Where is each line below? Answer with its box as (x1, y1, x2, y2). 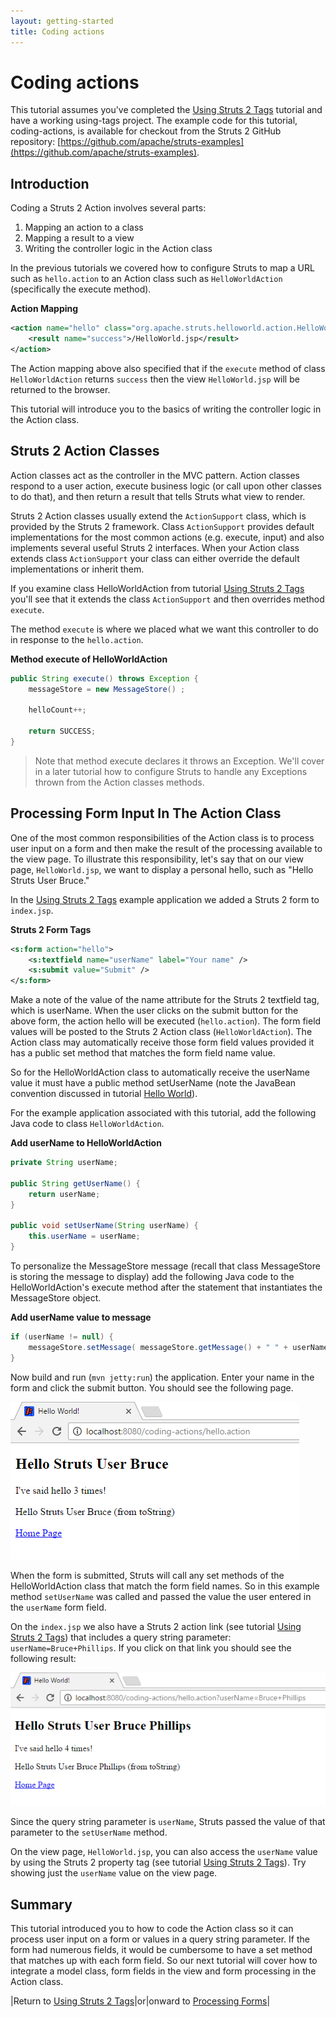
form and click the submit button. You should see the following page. (10, 1381, 294, 1394)
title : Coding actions (10, 26, 105, 37)
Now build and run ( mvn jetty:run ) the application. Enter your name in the (10, 1371, 315, 1383)
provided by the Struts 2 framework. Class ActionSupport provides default (10, 520, 315, 532)
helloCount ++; (28, 705, 87, 715)
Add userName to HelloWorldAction (10, 1137, 162, 1149)
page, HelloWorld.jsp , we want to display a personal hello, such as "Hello (10, 863, 314, 875)
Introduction (10, 175, 90, 192)
